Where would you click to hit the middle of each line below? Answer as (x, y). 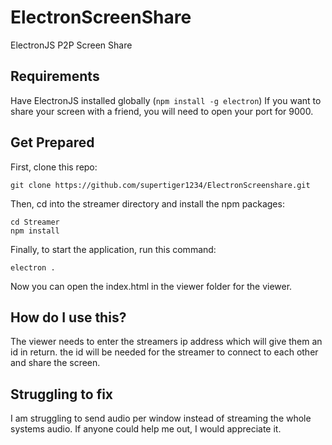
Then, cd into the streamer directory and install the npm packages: (147, 203)
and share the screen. (55, 363)
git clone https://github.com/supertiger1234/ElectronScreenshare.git (160, 185)
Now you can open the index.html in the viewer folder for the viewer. (151, 286)
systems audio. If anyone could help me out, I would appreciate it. (146, 429)
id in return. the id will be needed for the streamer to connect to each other (164, 352)
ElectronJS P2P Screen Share (71, 45)
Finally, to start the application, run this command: (113, 249)
